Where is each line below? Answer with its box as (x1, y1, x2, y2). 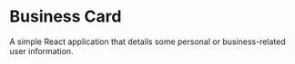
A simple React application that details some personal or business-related (9, 36, 287, 47)
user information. (9, 45, 75, 56)
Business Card (9, 6, 122, 27)
